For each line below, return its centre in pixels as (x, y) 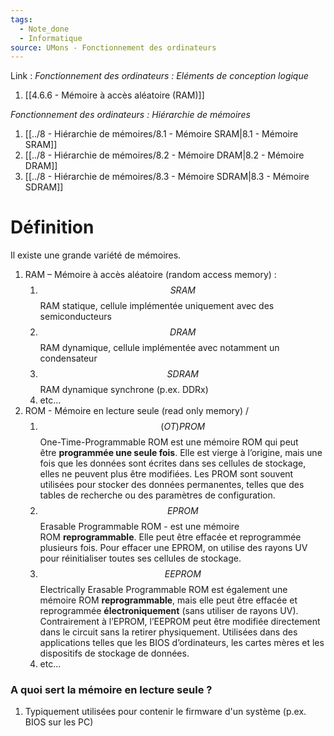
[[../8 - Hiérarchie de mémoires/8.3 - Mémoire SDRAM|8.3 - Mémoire (167, 177)
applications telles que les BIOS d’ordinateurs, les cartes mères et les (182, 643)
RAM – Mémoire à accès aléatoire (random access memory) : (150, 275)
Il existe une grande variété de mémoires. (96, 255)
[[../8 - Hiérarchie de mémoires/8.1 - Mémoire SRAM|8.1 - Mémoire (161, 134)
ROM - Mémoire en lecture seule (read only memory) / (136, 411)
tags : (21, 19)
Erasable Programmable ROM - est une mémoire (139, 527)
